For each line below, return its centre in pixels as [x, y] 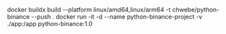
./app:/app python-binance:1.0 [50, 24]
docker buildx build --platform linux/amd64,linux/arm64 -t [89, 10]
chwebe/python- [196, 10]
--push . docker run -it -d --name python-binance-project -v [117, 17]
